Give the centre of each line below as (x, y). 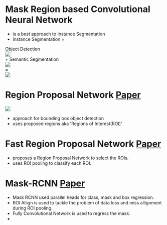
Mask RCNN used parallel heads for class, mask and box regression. (83, 197)
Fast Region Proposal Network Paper (83, 144)
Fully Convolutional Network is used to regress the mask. (71, 213)
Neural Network (39, 20)
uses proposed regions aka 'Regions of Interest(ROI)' (67, 124)
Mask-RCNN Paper (45, 183)
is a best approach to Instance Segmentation (59, 34)
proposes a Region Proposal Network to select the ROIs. (70, 158)
